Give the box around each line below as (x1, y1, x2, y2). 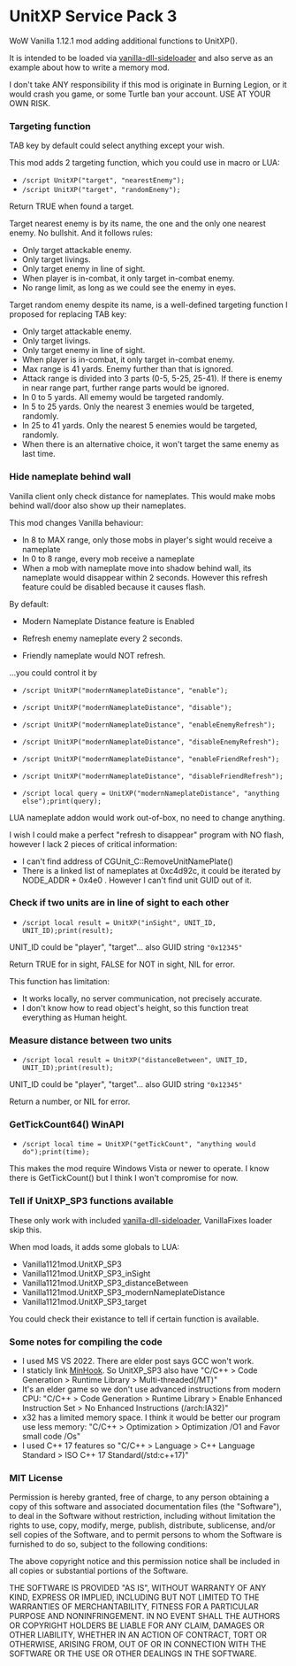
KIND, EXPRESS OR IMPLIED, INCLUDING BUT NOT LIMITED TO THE (9, 1592, 260, 1603)
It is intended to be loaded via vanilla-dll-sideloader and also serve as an (9, 52, 274, 63)
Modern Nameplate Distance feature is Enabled (21, 615, 195, 626)
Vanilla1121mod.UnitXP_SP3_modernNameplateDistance (21, 1286, 225, 1298)
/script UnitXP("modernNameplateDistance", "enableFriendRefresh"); (21, 754, 280, 763)
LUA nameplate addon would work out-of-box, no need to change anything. (9, 812, 285, 822)
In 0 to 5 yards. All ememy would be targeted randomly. (21, 392, 224, 403)
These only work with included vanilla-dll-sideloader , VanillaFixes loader (9, 1215, 272, 1225)
